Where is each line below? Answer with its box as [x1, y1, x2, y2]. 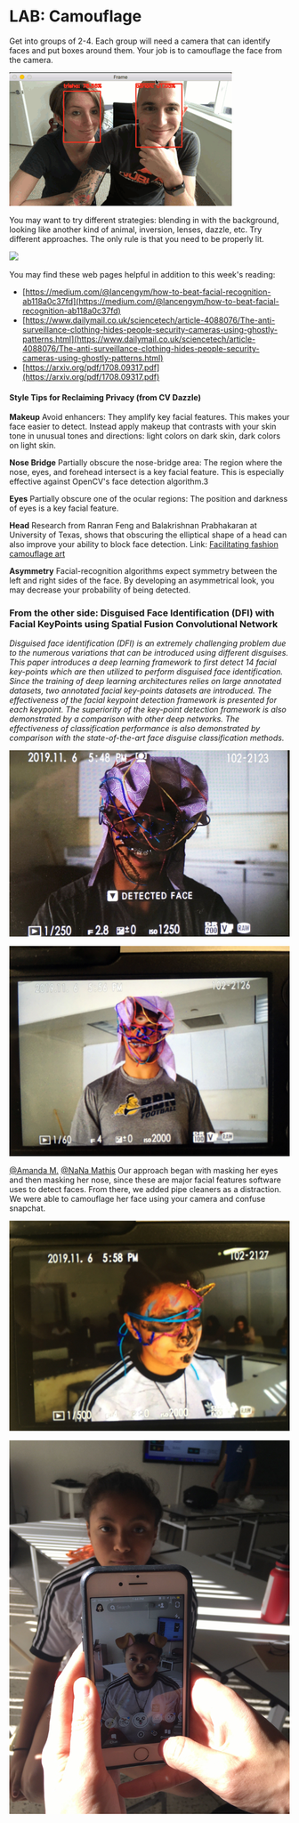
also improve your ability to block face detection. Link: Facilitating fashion [9, 539, 279, 550]
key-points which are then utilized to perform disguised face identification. [9, 666, 283, 677]
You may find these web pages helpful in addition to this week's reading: [9, 269, 276, 279]
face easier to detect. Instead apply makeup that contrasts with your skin [9, 421, 277, 432]
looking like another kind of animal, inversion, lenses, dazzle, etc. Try [9, 224, 263, 235]
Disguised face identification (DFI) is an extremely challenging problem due [9, 638, 287, 649]
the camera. [9, 54, 53, 65]
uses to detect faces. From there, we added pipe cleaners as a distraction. [9, 1183, 282, 1194]
